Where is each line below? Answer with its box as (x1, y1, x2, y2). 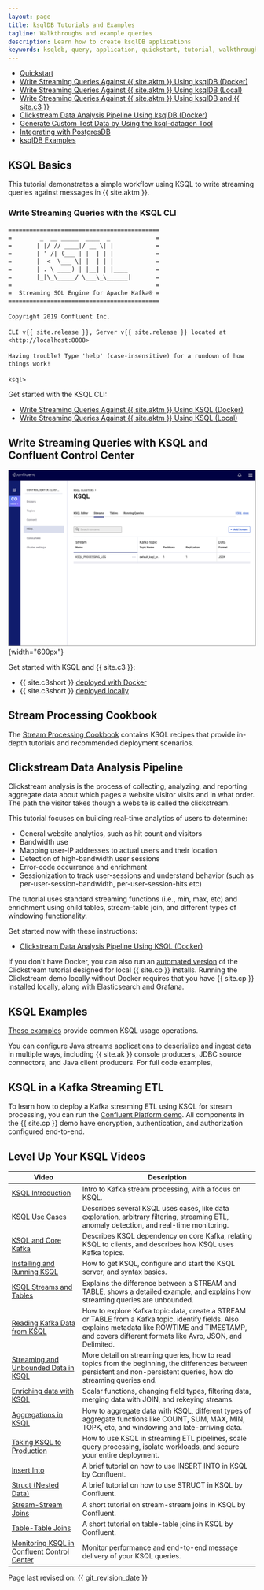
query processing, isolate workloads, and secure (82, 1442, 240, 1451)
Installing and (11, 1259, 55, 1269)
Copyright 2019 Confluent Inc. (8, 313, 111, 321)
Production (11, 1446, 47, 1455)
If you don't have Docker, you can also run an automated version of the (8, 957, 238, 967)
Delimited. (82, 1339, 115, 1349)
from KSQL (11, 1327, 47, 1336)
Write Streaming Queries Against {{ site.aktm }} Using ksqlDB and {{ (19, 94, 240, 103)
